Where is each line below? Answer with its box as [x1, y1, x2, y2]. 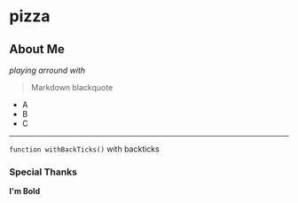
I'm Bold [9, 186, 41, 197]
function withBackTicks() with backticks [9, 144, 160, 154]
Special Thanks [9, 166, 78, 178]
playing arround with [9, 65, 86, 75]
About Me [9, 42, 65, 57]
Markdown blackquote [30, 82, 114, 92]
